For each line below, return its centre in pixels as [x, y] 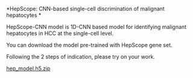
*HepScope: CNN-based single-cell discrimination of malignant [85, 9]
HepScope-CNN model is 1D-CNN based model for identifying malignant [96, 27]
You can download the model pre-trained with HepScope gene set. [90, 45]
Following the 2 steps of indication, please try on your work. [81, 57]
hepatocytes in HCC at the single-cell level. [60, 33]
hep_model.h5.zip [28, 68]
